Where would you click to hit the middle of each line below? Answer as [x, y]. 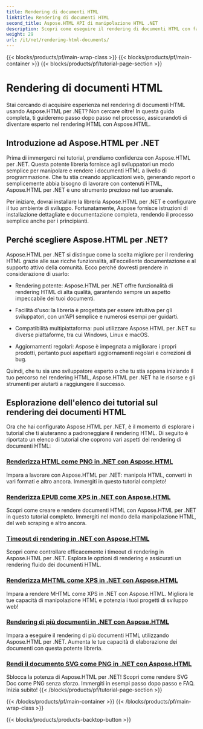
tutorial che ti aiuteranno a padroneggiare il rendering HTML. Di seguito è [97, 433]
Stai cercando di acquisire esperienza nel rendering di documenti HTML [96, 105]
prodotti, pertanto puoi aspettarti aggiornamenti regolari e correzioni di [103, 353]
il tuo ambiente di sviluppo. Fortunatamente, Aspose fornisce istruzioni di [97, 208]
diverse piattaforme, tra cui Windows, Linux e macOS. [82, 335]
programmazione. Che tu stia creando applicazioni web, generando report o [101, 177]
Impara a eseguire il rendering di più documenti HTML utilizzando [88, 635]
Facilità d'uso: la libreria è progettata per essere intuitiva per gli [93, 310]
